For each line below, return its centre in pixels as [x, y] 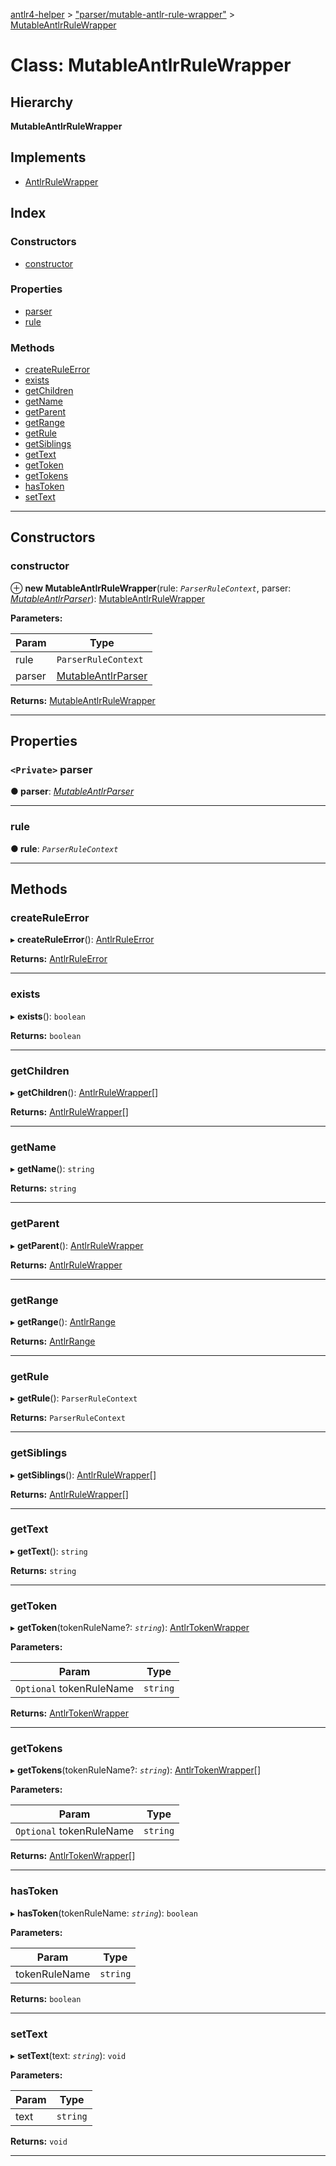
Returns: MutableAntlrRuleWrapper [83, 700]
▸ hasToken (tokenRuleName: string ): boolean [104, 1913]
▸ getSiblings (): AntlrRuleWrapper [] [83, 1475]
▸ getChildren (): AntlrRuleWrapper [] [84, 1093]
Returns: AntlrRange [53, 1341]
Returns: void [39, 2141]
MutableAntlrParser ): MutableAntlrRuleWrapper [108, 598]
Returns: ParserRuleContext [68, 1418]
